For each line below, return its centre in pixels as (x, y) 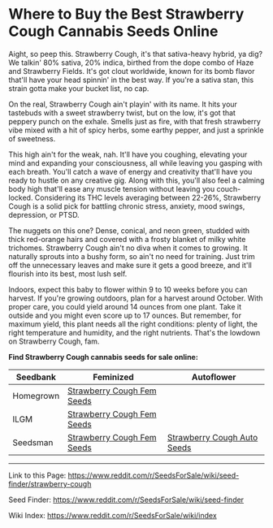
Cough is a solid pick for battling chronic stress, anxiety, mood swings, (127, 206)
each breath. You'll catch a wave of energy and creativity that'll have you (130, 171)
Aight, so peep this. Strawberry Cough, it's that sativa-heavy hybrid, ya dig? (135, 54)
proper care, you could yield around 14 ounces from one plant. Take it (125, 306)
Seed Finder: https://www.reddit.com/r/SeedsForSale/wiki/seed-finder (126, 500)
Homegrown (36, 396)
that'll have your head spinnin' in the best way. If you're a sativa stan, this (131, 80)
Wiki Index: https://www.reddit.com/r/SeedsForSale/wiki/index (113, 515)
